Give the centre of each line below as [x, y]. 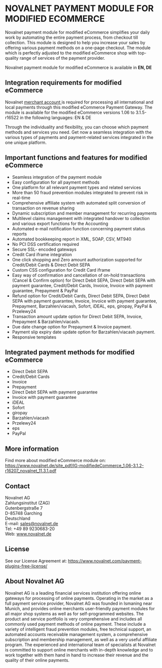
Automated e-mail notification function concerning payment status [79, 228]
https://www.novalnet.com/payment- [105, 561]
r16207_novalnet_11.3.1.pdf [31, 471]
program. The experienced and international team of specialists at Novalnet [81, 645]
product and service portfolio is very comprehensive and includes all [73, 619]
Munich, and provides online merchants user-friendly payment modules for [80, 608]
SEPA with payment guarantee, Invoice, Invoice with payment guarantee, [85, 301]
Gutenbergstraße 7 [24, 508]
